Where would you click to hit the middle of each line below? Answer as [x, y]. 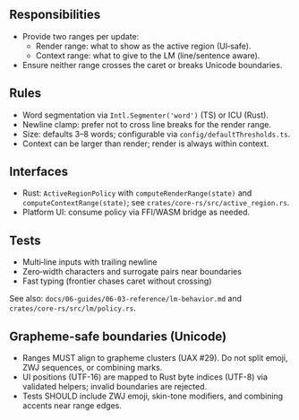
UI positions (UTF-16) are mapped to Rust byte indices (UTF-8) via [145, 377]
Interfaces [39, 172]
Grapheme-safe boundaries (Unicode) [118, 336]
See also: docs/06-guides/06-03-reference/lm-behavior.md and [126, 299]
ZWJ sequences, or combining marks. [92, 368]
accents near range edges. [72, 406]
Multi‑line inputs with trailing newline [90, 262]
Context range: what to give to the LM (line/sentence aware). [148, 55]
